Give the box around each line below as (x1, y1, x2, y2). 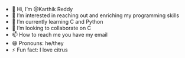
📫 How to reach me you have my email (11, 31, 108, 38)
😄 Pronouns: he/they (11, 40, 64, 47)
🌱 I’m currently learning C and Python (11, 18, 103, 25)
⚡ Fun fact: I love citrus (11, 46, 68, 53)
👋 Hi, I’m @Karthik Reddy (11, 6, 73, 12)
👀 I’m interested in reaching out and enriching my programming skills (11, 12, 179, 19)
